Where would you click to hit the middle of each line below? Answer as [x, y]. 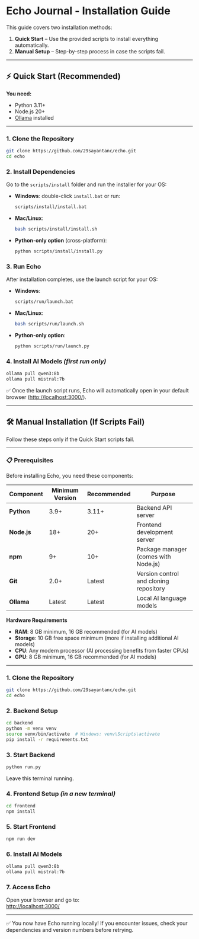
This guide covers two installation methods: [59, 27]
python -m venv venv [32, 729]
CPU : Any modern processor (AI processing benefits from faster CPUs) [102, 650]
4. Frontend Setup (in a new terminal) [61, 794]
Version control [158, 573]
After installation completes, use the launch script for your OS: [82, 279]
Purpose [163, 494]
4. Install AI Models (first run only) [56, 361]
